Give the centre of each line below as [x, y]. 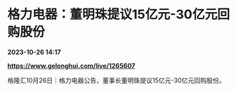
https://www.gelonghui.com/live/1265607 [71, 66]
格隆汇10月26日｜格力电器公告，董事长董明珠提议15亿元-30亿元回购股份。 [116, 80]
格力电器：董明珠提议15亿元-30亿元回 [118, 14]
